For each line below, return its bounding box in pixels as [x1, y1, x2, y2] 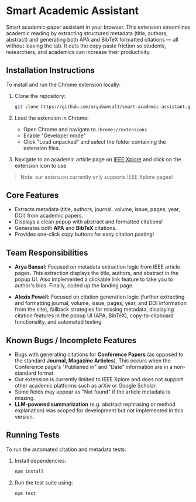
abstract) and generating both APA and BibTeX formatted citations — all [6, 36, 178, 43]
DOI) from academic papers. [14, 212, 84, 219]
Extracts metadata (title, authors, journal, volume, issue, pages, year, [14, 206, 180, 213]
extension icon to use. [14, 162, 68, 169]
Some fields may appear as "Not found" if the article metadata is [14, 388, 171, 395]
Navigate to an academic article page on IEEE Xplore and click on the [14, 155, 181, 162]
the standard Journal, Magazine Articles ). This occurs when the [14, 357, 171, 364]
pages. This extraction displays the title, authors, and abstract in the [14, 270, 179, 277]
